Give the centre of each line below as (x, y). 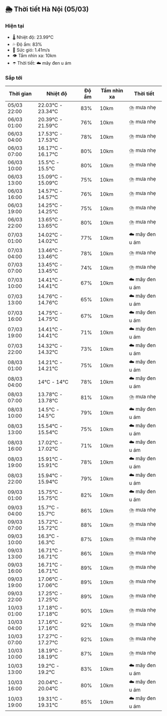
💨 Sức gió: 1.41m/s (31, 50)
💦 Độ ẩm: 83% (27, 44)
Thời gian (21, 94)
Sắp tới (14, 78)
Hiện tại (15, 26)
